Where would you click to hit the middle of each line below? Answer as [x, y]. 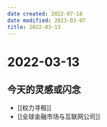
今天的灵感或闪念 [44, 89]
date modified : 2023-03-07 [47, 20]
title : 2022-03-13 [34, 27]
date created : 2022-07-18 [45, 14]
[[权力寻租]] [34, 108]
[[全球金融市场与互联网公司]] [59, 116]
